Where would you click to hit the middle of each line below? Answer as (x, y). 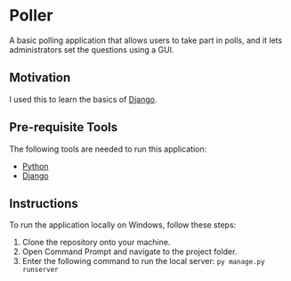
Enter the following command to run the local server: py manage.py (143, 261)
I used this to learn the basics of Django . (83, 99)
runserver (40, 270)
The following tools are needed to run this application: (108, 149)
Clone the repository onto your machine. (96, 243)
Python (35, 166)
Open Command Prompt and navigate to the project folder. (129, 252)
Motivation (40, 78)
